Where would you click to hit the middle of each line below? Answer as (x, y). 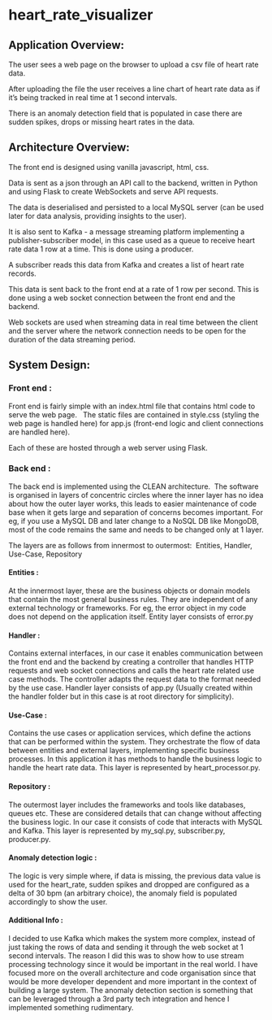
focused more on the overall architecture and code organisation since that (132, 973)
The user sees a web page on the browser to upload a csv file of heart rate (134, 64)
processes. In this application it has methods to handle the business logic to (135, 759)
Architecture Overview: (69, 148)
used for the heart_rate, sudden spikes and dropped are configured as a (129, 884)
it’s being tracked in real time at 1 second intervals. (93, 98)
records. (22, 273)
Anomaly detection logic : (53, 858)
